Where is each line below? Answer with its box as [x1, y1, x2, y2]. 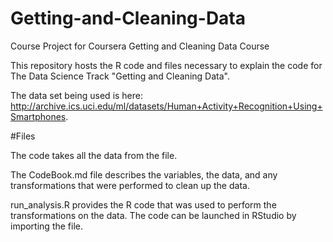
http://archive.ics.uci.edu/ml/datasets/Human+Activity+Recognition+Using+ [10, 100, 323, 112]
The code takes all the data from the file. [10, 149, 178, 161]
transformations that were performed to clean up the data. [10, 179, 250, 191]
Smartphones [10, 110, 67, 122]
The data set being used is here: [10, 89, 144, 101]
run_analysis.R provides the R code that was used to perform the [10, 198, 277, 211]
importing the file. [10, 220, 83, 232]
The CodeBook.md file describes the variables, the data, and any [10, 168, 278, 181]
